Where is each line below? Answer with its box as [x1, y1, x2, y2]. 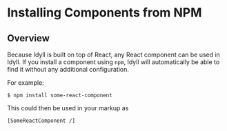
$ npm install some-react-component [7, 92, 112, 99]
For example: [7, 79, 45, 87]
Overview [7, 32, 50, 44]
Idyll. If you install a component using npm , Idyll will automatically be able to [7, 58, 220, 66]
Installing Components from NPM [7, 5, 202, 21]
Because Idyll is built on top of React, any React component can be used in [7, 50, 221, 59]
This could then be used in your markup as [7, 104, 129, 112]
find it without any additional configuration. [7, 65, 130, 73]
